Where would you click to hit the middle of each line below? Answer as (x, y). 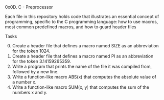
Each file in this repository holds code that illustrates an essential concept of (82, 16)
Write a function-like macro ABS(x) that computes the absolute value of (84, 77)
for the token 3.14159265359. (41, 61)
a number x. (24, 82)
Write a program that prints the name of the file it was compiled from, (82, 66)
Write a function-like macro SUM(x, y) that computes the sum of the (81, 87)
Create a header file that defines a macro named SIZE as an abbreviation (85, 46)
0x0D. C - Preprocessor (29, 7)
